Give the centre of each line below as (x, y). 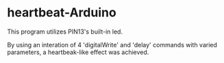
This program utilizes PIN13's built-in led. (65, 32)
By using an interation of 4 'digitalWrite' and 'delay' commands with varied (112, 45)
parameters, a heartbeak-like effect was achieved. (78, 52)
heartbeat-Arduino (62, 13)
